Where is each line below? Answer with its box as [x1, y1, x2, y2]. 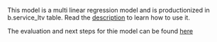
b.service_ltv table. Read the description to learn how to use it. [7, 13, 190, 22]
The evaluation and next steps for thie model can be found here [7, 27, 194, 35]
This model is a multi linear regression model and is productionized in [7, 6, 211, 14]
